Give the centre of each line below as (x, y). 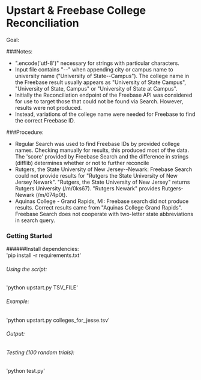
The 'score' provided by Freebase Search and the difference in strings (102, 156)
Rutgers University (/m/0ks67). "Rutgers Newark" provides (88, 188)
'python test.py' (26, 371)
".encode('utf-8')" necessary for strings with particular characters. (97, 63)
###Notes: (19, 51)
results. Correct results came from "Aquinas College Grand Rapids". (98, 207)
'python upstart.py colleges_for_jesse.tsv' (58, 320)
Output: (16, 334)
